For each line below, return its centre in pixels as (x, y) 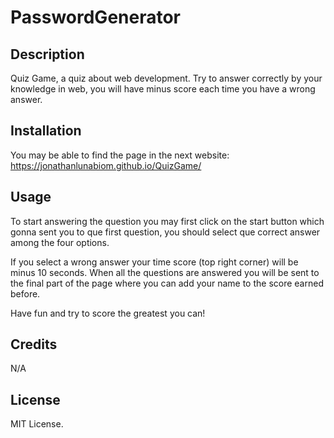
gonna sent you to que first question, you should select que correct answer (165, 232)
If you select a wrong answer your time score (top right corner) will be (154, 262)
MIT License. (37, 424)
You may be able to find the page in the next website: (120, 155)
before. (25, 293)
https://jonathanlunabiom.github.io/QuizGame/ (106, 165)
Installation (46, 131)
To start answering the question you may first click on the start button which (167, 221)
